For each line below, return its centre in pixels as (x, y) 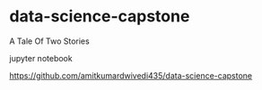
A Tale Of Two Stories (49, 41)
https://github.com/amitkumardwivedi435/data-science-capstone (131, 75)
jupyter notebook (41, 58)
